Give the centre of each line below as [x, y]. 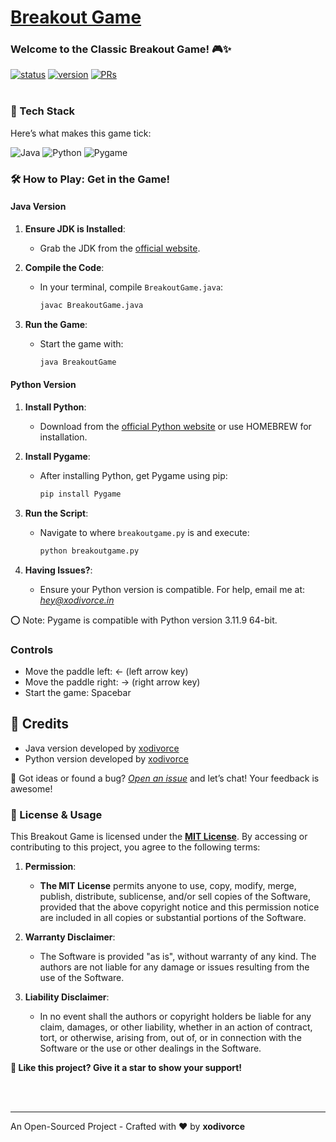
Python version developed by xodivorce [106, 758]
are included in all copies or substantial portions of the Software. [173, 918]
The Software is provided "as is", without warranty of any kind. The [178, 957]
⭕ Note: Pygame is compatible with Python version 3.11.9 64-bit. [144, 620]
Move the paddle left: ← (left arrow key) [106, 671]
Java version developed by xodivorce [102, 748]
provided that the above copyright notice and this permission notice [179, 907]
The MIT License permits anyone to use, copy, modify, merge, [168, 886]
